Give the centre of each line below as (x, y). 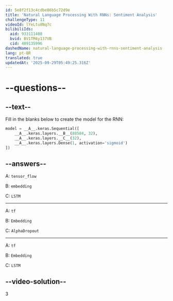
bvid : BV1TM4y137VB (31, 39)
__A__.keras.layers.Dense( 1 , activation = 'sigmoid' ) (71, 143)
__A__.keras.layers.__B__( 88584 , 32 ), (56, 134)
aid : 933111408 (26, 34)
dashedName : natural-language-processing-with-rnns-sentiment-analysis (84, 48)
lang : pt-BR (18, 53)
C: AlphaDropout (22, 231)
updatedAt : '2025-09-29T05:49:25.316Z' (48, 63)
